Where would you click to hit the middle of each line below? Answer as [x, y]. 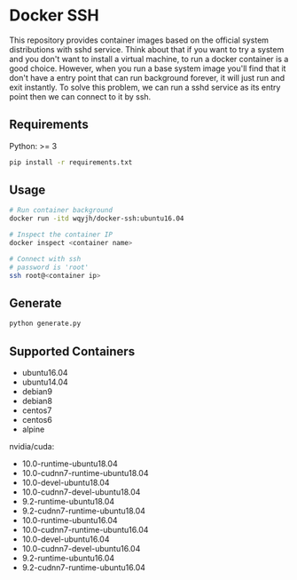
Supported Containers [72, 351]
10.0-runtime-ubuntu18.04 [70, 464]
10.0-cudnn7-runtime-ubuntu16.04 [85, 530]
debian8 [37, 401]
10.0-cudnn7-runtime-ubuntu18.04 [85, 473]
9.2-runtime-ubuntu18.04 [68, 502]
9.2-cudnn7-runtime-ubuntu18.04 [84, 511]
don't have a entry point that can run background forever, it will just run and [147, 77]
